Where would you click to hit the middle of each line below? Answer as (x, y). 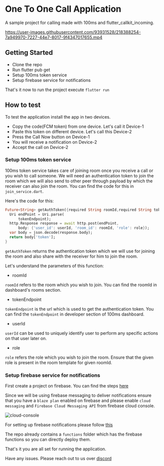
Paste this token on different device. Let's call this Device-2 (72, 131)
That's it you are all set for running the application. (56, 449)
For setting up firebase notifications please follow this (59, 425)
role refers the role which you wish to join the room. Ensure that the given (79, 357)
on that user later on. (26, 338)
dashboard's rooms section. (33, 290)
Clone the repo (27, 64)
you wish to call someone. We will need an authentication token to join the (79, 175)
